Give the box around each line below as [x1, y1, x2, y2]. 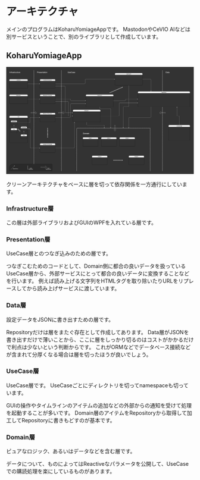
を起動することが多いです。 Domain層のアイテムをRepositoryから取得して [6, 409, 187, 416]
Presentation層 [6, 235, 51, 243]
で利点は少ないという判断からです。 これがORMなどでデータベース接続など [6, 343, 191, 350]
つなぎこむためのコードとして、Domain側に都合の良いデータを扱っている [6, 262, 186, 270]
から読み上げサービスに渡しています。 [26, 285, 120, 292]
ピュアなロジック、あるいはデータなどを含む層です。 [6, 448, 136, 455]
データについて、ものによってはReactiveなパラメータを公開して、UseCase [6, 460, 189, 468]
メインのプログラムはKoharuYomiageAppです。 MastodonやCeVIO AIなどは [6, 26, 190, 33]
